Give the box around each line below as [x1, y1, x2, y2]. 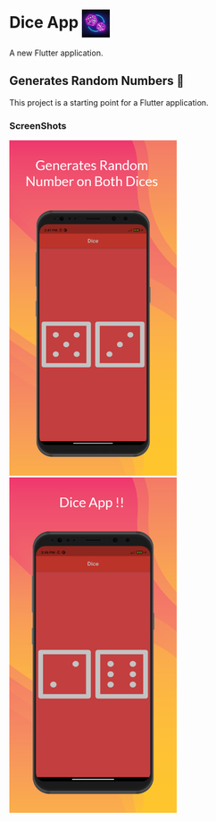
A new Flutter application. [9, 47, 104, 58]
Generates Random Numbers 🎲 [9, 73, 185, 89]
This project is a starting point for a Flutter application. [9, 97, 209, 107]
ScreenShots [9, 119, 67, 131]
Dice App [9, 12, 79, 32]
